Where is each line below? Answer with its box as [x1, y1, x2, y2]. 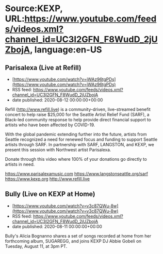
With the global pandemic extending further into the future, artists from [5, 132, 147, 137]
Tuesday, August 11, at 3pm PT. [5, 243, 67, 249]
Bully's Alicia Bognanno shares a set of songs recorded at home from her [5, 233, 151, 238]
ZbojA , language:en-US [5, 44, 102, 55]
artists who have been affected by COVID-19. [5, 122, 96, 128]
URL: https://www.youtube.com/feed [5, 13, 157, 24]
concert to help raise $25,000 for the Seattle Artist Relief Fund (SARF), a [5, 112, 149, 117]
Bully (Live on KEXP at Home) [5, 190, 96, 198]
